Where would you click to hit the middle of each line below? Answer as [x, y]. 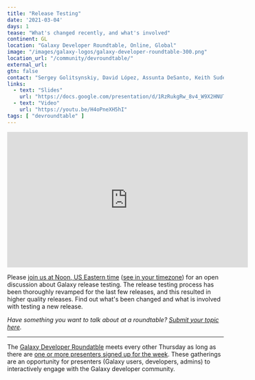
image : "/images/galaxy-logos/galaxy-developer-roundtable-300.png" [107, 52]
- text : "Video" [36, 103]
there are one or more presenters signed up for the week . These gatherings [114, 354]
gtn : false [23, 71]
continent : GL [27, 39]
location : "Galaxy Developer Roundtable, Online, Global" [92, 45]
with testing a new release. [45, 306]
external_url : [27, 65]
